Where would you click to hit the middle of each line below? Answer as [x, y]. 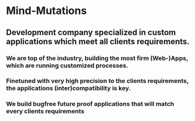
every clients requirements [45, 111]
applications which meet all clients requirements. [98, 41]
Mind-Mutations [47, 11]
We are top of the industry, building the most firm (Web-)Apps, [97, 58]
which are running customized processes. [67, 65]
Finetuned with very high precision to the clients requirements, [97, 81]
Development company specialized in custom [91, 32]
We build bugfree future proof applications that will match [90, 104]
